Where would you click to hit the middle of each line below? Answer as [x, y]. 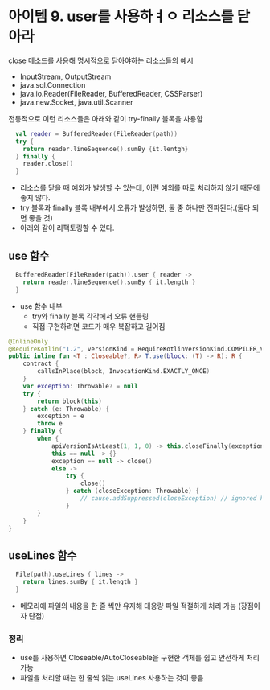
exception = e [61, 416]
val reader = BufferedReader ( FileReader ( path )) [97, 133]
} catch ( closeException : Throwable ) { [132, 491]
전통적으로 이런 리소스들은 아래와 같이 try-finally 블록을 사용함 [106, 118]
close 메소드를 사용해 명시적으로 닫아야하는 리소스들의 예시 [101, 60]
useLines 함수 [43, 555]
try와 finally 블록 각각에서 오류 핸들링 [90, 316]
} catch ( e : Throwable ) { [66, 409]
